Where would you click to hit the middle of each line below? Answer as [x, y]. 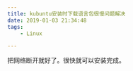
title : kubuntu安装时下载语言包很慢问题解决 [66, 14]
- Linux [31, 33]
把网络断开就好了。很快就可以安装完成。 [66, 60]
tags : [15, 27]
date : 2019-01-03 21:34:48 [47, 20]
